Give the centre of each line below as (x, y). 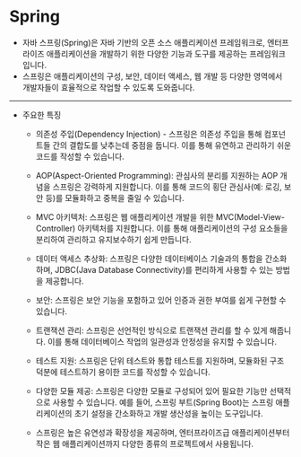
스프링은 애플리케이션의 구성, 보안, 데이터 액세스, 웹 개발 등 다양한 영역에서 (152, 76)
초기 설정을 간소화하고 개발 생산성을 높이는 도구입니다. (168, 413)
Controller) (56, 228)
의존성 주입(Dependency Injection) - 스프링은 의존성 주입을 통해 (149, 134)
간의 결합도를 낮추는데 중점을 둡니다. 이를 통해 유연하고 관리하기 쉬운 (172, 145)
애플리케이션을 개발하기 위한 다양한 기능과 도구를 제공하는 (147, 53)
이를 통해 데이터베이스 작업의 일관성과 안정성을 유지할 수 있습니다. (163, 341)
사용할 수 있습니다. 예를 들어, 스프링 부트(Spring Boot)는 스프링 (163, 402)
